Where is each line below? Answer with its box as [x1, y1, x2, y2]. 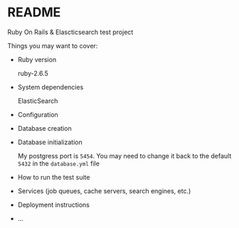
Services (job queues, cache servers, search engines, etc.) [17, 186, 191, 195]
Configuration [17, 110, 58, 119]
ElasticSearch [17, 97, 58, 105]
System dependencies [17, 82, 84, 91]
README [7, 4, 61, 21]
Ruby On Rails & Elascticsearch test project [7, 28, 134, 36]
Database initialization [17, 138, 83, 146]
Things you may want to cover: [7, 41, 98, 50]
